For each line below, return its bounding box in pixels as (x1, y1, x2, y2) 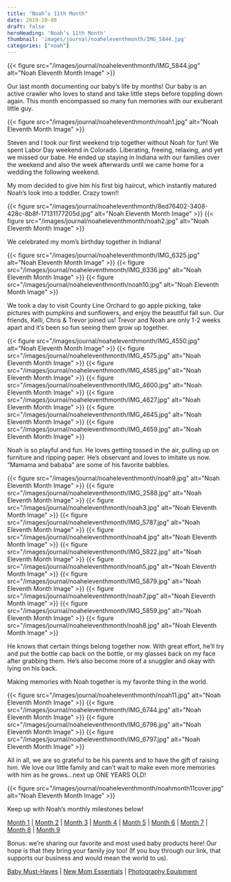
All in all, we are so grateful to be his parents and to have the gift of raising (7, 756, 219, 764)
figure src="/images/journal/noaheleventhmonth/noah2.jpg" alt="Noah (7, 217, 210, 225)
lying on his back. (7, 664, 57, 672)
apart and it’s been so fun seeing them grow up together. (7, 324, 169, 331)
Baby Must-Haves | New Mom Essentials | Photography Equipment (7, 867, 197, 875)
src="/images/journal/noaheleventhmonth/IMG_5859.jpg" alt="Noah (7, 607, 202, 615)
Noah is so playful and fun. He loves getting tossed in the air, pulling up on (7, 446, 219, 454)
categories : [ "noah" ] (7, 42, 70, 49)
